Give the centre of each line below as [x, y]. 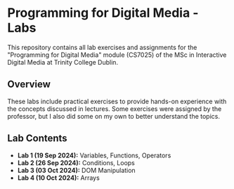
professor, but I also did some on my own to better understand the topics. [113, 116]
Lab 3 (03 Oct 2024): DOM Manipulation [76, 170]
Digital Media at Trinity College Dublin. [63, 62]
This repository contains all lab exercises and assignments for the [102, 47]
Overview [29, 85]
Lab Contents [38, 138]
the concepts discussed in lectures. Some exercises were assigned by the [115, 109]
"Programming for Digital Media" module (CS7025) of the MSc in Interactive [117, 55]
